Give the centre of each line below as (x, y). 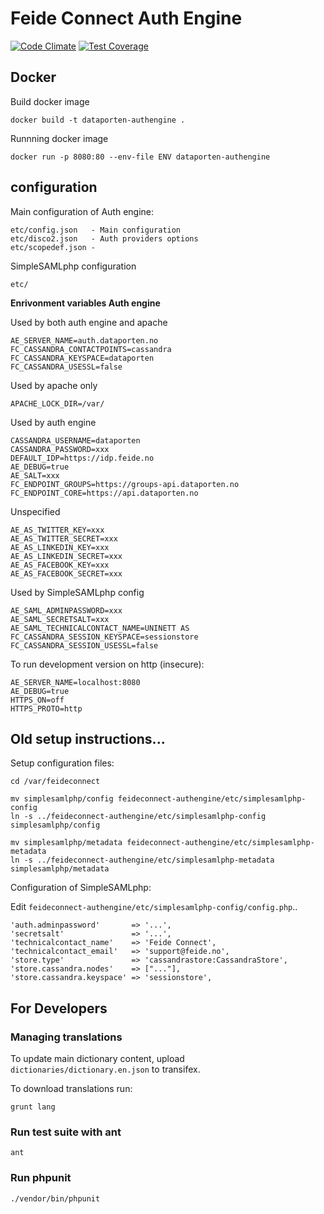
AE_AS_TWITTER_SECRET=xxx (64, 538)
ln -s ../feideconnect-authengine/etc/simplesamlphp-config (138, 817)
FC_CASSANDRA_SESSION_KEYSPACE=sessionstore (104, 637)
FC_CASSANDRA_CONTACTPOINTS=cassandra (91, 349)
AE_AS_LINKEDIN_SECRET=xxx (66, 556)
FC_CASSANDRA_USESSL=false (66, 367)
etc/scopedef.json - (53, 247)
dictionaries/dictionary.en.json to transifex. (105, 1069)
